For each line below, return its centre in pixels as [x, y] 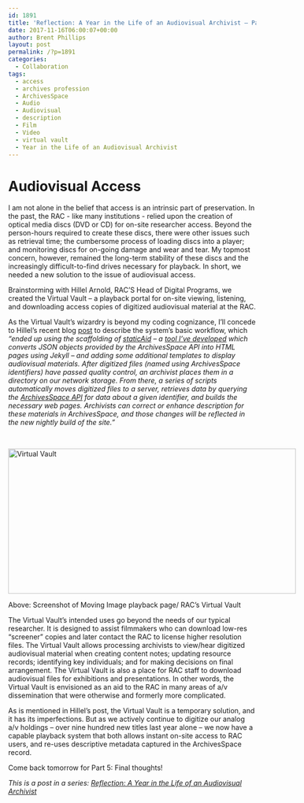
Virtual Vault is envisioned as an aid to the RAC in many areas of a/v [118, 687]
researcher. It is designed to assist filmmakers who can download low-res [128, 629]
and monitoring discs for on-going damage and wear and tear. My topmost [129, 250]
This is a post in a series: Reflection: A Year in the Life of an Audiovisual [125, 783]
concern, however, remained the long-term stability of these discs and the [128, 258]
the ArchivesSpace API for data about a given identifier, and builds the [123, 398]
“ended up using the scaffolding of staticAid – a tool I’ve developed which [128, 339]
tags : [17, 74]
